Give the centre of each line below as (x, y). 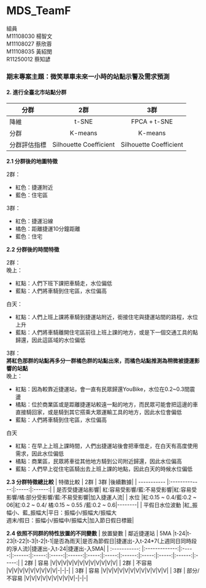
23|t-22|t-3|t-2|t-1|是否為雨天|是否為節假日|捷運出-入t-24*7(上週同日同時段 (102, 541)
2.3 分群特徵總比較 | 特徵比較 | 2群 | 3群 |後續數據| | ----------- (86, 482)
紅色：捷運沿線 (34, 221)
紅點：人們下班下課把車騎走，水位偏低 (63, 284)
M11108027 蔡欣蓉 (29, 44)
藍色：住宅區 (31, 195)
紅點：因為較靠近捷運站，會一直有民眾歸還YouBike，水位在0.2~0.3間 (102, 389)
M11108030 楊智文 (29, 36)
